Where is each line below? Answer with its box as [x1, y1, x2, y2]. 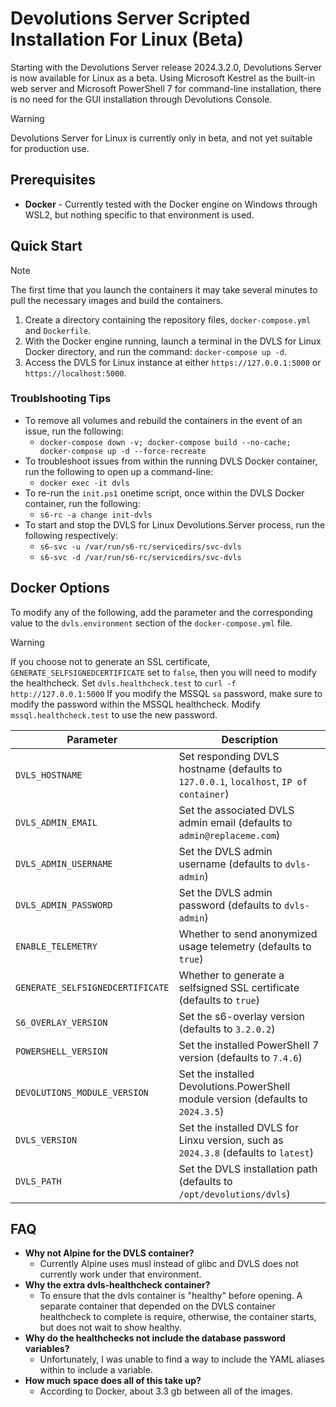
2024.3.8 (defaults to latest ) [178, 1145, 315, 1159]
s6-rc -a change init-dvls [39, 510, 153, 520]
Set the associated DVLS [178, 803, 295, 817]
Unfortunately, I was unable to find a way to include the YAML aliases [39, 1353, 325, 1366]
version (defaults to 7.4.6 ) [178, 1050, 303, 1064]
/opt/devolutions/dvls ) [178, 1187, 291, 1201]
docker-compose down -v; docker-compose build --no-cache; [39, 437, 292, 447]
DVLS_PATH [15, 1175, 62, 1187]
